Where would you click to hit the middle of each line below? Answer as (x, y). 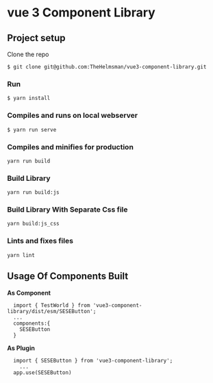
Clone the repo (28, 54)
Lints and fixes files (40, 241)
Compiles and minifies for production (70, 147)
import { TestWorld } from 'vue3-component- (78, 305)
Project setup (37, 38)
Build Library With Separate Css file (67, 210)
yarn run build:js (33, 193)
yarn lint (21, 255)
